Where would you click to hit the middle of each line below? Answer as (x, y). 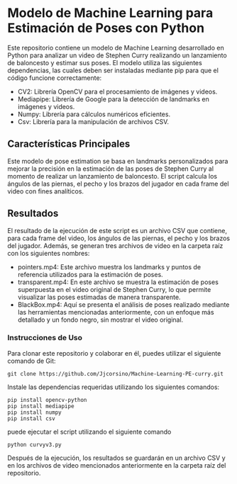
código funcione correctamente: (55, 78)
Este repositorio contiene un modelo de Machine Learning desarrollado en (116, 47)
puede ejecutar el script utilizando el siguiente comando (89, 432)
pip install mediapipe (41, 406)
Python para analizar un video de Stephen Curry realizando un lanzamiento (117, 55)
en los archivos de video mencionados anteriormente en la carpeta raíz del (117, 465)
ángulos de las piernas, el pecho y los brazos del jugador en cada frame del (118, 184)
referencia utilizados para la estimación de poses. (90, 274)
